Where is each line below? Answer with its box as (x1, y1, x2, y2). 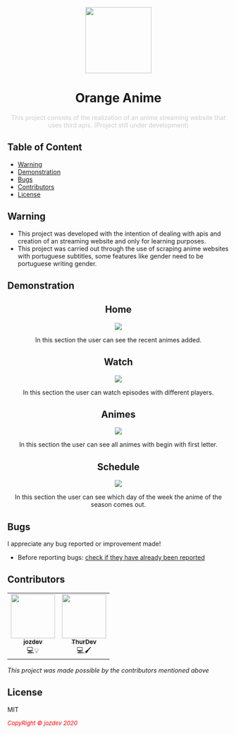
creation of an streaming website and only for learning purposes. (17, 236, 206, 245)
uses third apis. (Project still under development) (48, 121, 189, 129)
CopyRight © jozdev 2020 (7, 718, 78, 727)
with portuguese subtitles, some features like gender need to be (17, 251, 204, 260)
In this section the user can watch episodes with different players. (23, 388, 214, 397)
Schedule (97, 461, 140, 473)
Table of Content (7, 141, 82, 153)
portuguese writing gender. (17, 259, 97, 267)
